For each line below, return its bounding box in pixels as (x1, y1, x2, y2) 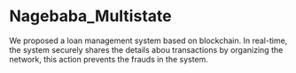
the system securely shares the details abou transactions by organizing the (9, 44, 284, 55)
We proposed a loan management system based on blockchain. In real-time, (9, 35, 288, 46)
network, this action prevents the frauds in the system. (9, 54, 208, 64)
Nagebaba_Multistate (9, 6, 172, 26)
